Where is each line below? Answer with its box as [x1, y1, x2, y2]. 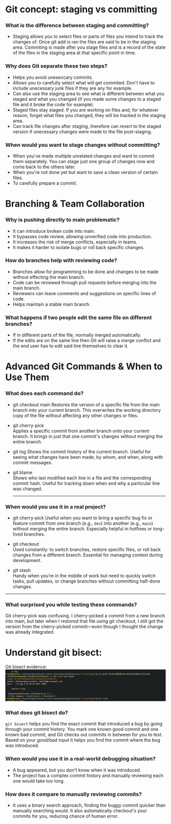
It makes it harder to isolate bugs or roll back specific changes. [12, 244, 145, 250]
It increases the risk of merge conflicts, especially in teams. [12, 239, 137, 245]
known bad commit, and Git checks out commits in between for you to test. [5, 731, 163, 738]
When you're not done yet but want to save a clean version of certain [12, 169, 158, 175]
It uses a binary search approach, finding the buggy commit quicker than [12, 802, 166, 809]
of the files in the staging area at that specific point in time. [12, 50, 136, 56]
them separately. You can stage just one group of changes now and [12, 159, 155, 165]
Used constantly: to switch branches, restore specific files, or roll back [12, 546, 161, 552]
